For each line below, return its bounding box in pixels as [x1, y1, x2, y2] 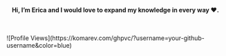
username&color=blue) [6, 41, 72, 49]
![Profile [6, 34, 29, 42]
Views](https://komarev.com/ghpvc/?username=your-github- [30, 34, 205, 42]
